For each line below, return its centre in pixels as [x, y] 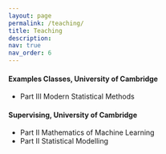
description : [30, 38]
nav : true [25, 46]
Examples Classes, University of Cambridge [83, 79]
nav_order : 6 [30, 53]
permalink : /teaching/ [46, 23]
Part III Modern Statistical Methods [77, 96]
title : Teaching [35, 30]
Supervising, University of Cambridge [73, 115]
